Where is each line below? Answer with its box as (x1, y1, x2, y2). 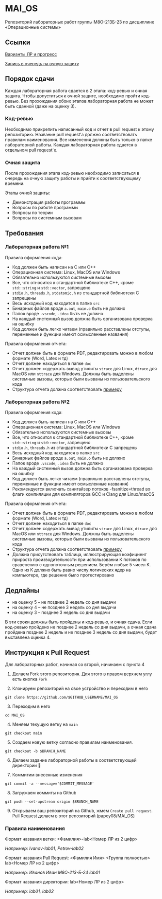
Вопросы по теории (12, 210, 53, 216)
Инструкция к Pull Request (5, 648, 90, 657)
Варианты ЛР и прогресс (5, 51, 57, 57)
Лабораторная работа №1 (5, 244, 69, 251)
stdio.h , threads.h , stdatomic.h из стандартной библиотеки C (12, 290, 139, 296)
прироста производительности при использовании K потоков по (12, 557, 147, 562)
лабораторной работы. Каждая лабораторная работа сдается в (5, 142, 137, 147)
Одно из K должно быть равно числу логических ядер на (12, 567, 131, 573)
